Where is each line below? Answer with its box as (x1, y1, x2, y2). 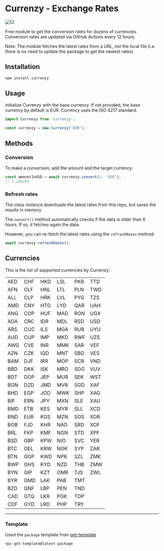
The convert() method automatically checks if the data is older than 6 (5, 216, 145, 222)
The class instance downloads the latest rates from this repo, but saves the (5, 202, 156, 207)
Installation (5, 63, 40, 71)
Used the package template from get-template (5, 531, 97, 537)
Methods (5, 139, 33, 147)
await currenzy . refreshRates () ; (5, 240, 71, 245)
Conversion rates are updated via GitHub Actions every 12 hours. (5, 34, 136, 40)
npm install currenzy (5, 75, 49, 81)
